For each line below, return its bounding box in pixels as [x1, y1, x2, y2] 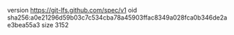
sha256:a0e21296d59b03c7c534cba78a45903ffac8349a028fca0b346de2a [7, 13, 228, 22]
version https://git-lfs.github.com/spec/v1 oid [7, 6, 138, 14]
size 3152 [41, 21, 69, 29]
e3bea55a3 [7, 21, 41, 29]
